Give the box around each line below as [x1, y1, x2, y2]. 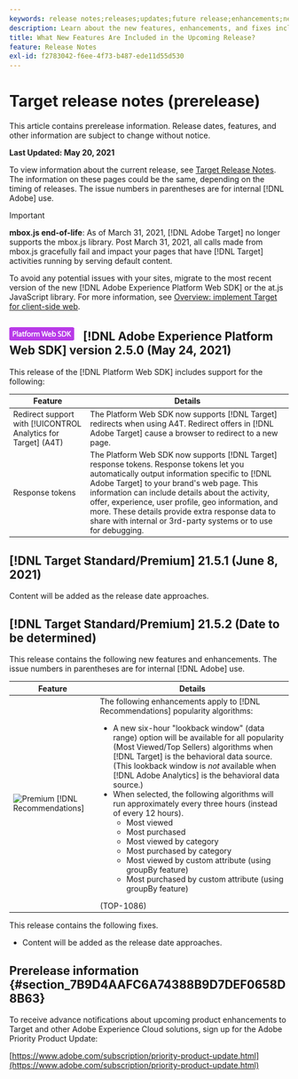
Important [9, 210, 45, 221]
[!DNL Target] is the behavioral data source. [113, 751, 273, 762]
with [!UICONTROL [12, 418, 82, 428]
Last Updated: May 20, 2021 [9, 148, 115, 158]
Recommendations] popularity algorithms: [99, 705, 254, 715]
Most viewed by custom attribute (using [126, 854, 271, 866]
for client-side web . [9, 301, 81, 312]
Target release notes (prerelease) [9, 92, 261, 111]
